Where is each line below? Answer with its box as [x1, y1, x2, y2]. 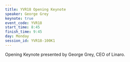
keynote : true [5, 16, 34, 21]
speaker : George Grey [5, 12, 49, 16]
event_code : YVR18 [5, 20, 42, 25]
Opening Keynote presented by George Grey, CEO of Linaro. [5, 51, 125, 57]
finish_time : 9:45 [5, 29, 42, 34]
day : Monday [5, 34, 29, 39]
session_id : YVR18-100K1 [5, 38, 55, 43]
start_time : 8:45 [5, 25, 40, 30]
